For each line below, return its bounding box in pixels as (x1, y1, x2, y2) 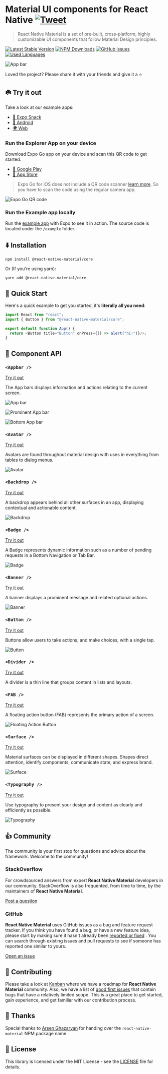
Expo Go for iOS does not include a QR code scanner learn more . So (17, 181, 159, 187)
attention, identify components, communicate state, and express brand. (5, 760, 153, 766)
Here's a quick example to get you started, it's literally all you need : (5, 302, 145, 308)
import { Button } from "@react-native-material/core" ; (5, 317, 124, 322)
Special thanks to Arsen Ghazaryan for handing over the (5, 1025, 121, 1031)
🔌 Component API (5, 349, 62, 358)
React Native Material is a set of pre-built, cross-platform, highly (17, 31, 150, 37)
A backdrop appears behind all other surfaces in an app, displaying (5, 499, 144, 505)
